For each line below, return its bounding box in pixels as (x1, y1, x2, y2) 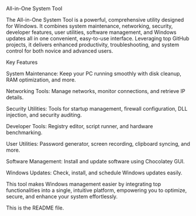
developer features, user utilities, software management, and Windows (6, 29, 177, 36)
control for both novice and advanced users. (6, 47, 114, 54)
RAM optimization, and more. (6, 76, 76, 83)
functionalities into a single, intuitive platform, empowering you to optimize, (6, 187, 187, 194)
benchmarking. (6, 129, 43, 136)
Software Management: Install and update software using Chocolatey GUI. (6, 158, 185, 164)
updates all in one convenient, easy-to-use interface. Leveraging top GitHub (6, 35, 190, 42)
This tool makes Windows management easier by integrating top (6, 181, 161, 187)
